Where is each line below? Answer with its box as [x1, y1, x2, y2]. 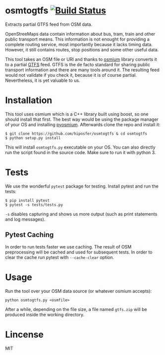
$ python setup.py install [5, 135, 61, 141]
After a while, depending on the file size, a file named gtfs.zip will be [5, 306, 147, 312]
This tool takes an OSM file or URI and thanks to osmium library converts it [5, 56, 157, 62]
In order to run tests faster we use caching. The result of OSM [5, 244, 132, 250]
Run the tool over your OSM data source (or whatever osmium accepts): [5, 288, 152, 294]
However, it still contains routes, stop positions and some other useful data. [5, 47, 159, 52]
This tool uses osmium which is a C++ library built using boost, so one [5, 111, 149, 117]
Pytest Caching [5, 231, 54, 239]
